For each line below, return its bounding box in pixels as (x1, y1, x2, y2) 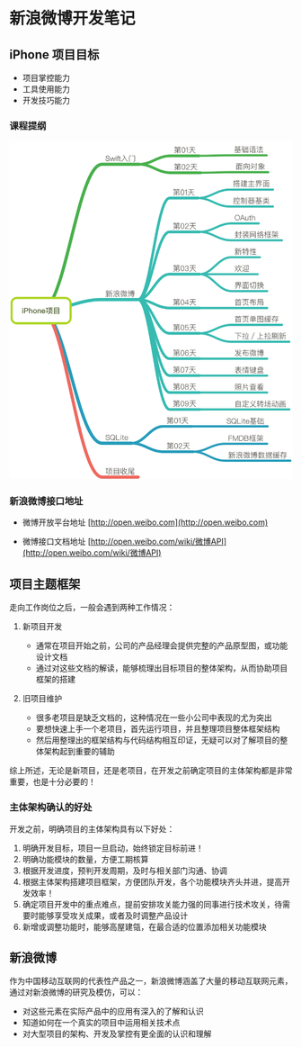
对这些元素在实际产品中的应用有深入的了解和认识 (22, 1006, 204, 1017)
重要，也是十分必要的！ (9, 776, 96, 788)
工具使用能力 (22, 84, 70, 95)
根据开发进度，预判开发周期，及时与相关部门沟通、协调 (22, 865, 227, 876)
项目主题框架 (9, 576, 81, 591)
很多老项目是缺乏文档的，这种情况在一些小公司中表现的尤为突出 (35, 712, 272, 723)
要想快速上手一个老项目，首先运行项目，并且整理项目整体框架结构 (35, 724, 280, 735)
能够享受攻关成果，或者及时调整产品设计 (38, 910, 189, 921)
